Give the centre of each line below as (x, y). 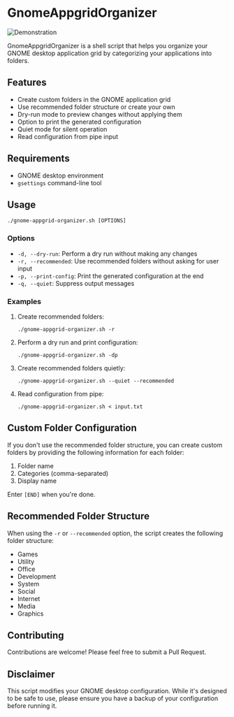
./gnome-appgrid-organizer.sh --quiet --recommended (96, 381)
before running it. (32, 706)
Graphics (30, 614)
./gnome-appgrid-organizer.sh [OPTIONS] (67, 221)
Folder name (35, 465)
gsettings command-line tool (60, 182)
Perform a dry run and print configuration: (78, 342)
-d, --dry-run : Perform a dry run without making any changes (107, 254)
